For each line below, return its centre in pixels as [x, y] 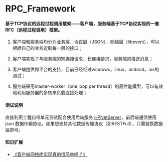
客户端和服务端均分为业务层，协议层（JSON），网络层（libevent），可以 [86, 42]
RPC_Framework [41, 9]
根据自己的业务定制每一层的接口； [48, 48]
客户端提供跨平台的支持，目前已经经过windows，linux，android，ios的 [86, 69]
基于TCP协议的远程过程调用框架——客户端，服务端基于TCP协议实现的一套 [82, 24]
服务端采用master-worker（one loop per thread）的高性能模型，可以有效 [88, 86]
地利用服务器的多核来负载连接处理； [50, 93]
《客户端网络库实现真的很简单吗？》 [50, 154]
